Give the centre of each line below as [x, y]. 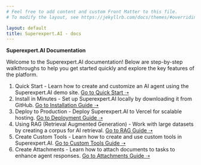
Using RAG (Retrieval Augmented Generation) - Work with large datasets [104, 124]
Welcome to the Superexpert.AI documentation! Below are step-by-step [95, 62]
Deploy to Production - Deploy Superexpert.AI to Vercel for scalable [98, 111]
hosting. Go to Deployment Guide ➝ [59, 118]
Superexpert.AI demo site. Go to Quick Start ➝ [72, 92]
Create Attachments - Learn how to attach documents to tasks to [95, 150]
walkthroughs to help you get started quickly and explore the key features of [100, 69]
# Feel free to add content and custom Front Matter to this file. [92, 12]
